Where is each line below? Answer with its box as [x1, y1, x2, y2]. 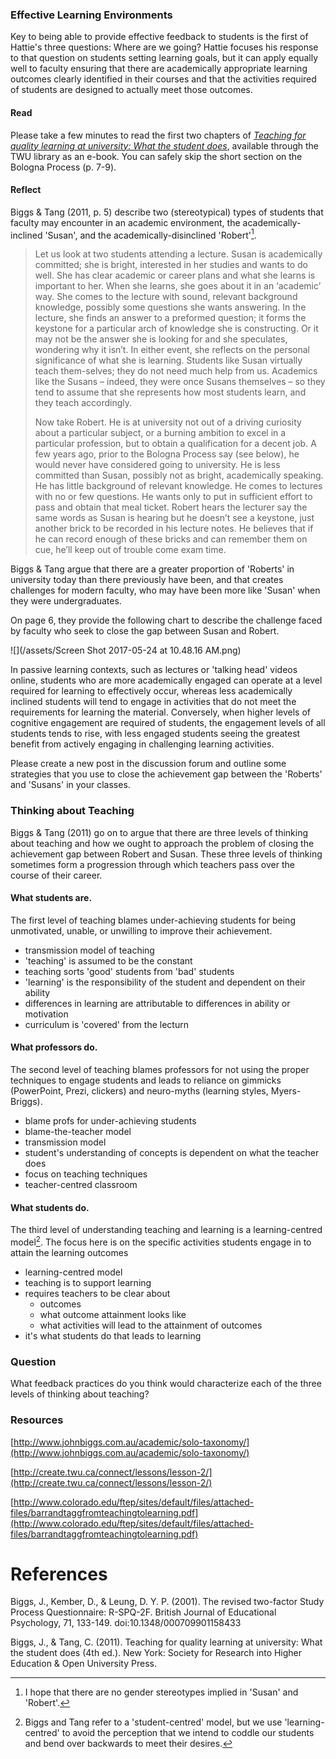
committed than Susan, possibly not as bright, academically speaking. [34, 469, 324, 482]
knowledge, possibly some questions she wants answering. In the [34, 301, 307, 313]
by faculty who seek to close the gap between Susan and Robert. [10, 625, 280, 637]
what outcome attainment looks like [39, 1308, 187, 1320]
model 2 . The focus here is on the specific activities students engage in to [10, 1234, 312, 1248]
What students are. [10, 892, 93, 904]
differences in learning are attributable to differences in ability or [24, 997, 291, 1009]
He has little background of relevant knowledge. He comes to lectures [34, 480, 323, 492]
